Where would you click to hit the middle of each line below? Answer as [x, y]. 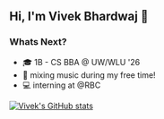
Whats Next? [38, 42]
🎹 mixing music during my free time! [89, 75]
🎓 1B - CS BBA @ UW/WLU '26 [81, 62]
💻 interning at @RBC [61, 85]
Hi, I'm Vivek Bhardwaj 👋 [79, 17]
